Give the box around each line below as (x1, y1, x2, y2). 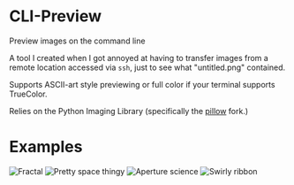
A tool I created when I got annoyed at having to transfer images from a (9, 52, 269, 63)
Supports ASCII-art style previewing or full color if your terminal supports (9, 79, 275, 89)
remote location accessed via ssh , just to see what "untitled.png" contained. (9, 62, 286, 73)
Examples (9, 137, 83, 157)
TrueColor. (9, 89, 48, 99)
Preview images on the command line (9, 35, 146, 46)
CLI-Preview (9, 6, 102, 27)
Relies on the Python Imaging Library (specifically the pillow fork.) (9, 105, 249, 116)
